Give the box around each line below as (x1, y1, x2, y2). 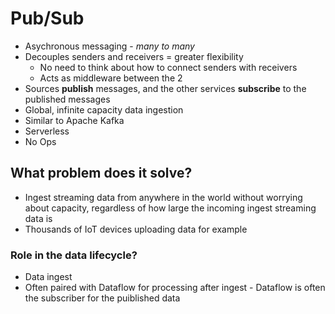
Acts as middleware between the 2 (39, 72, 183, 84)
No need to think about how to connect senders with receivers (39, 61, 298, 73)
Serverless (24, 125, 70, 137)
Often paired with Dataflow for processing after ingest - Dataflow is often (24, 282, 326, 294)
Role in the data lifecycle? (10, 248, 138, 262)
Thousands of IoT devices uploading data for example (24, 223, 248, 235)
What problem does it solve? (10, 165, 193, 182)
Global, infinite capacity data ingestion (24, 103, 184, 116)
